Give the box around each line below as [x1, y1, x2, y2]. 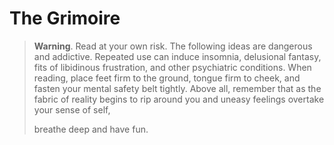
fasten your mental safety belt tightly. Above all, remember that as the [33, 82, 322, 94]
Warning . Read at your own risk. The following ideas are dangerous [33, 40, 313, 52]
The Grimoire [9, 7, 121, 30]
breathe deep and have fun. [33, 123, 149, 135]
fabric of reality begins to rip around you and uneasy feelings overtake [33, 93, 325, 105]
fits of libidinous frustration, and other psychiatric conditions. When [33, 61, 312, 73]
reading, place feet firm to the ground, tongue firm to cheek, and [33, 72, 301, 84]
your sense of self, [33, 103, 111, 116]
